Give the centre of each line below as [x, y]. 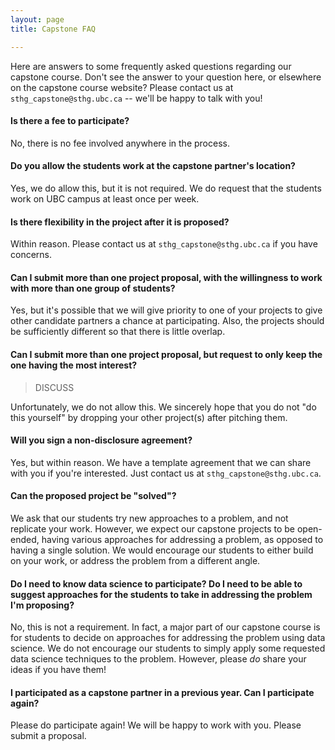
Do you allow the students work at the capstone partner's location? [153, 166]
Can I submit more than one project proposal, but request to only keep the [166, 354]
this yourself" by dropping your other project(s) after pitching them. [149, 417]
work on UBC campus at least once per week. [105, 198]
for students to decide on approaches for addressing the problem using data [168, 638]
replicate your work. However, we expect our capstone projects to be [152, 528]
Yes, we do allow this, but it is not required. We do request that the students [166, 188]
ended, [25, 539]
